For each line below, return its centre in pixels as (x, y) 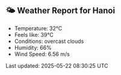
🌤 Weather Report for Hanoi (60, 11)
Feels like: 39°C (34, 34)
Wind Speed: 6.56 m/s (42, 54)
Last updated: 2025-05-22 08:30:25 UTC (57, 65)
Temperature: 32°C (38, 28)
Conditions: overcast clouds (49, 41)
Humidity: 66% (33, 47)
